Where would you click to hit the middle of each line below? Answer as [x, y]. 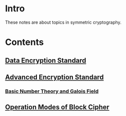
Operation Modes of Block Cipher [57, 107]
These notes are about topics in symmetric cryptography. [63, 22]
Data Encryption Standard [46, 60]
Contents [25, 42]
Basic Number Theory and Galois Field [52, 91]
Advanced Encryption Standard [55, 77]
